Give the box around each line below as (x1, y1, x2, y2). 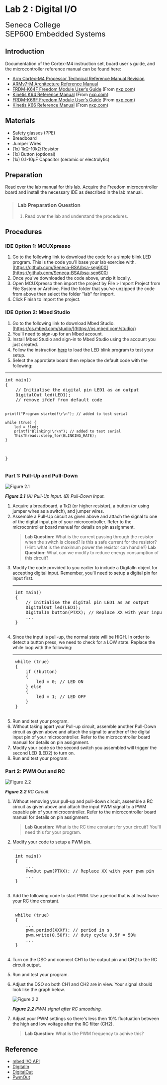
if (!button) (25, 669, 58, 675)
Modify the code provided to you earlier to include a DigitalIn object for (12, 564, 158, 570)
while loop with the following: (12, 644, 73, 650)
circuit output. (12, 962, 41, 968)
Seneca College (5, 20, 61, 29)
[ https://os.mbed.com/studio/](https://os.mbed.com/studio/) (12, 326, 136, 332)
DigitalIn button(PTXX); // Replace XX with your (25, 609, 149, 615)
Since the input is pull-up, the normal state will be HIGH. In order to (12, 634, 150, 640)
